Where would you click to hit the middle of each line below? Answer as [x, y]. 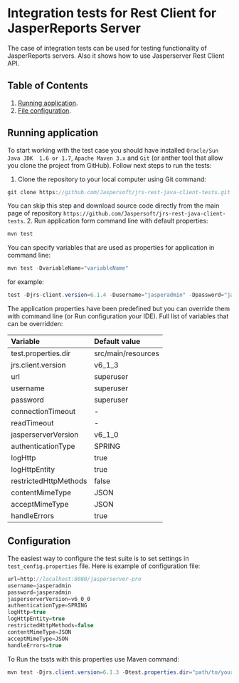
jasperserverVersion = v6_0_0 [49, 599]
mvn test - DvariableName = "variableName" [68, 268]
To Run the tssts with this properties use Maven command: [94, 659]
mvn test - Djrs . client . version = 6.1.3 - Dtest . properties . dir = [100, 672]
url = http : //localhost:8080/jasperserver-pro [74, 579]
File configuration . [44, 110]
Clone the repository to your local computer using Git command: [112, 179]
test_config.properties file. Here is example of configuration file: [104, 566]
